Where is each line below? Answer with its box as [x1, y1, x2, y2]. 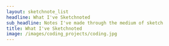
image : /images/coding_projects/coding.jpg [6, 31, 118, 37]
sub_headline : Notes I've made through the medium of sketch [6, 20, 164, 26]
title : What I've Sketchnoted [6, 25, 83, 32]
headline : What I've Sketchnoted [6, 14, 91, 20]
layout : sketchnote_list [6, 8, 69, 15]
